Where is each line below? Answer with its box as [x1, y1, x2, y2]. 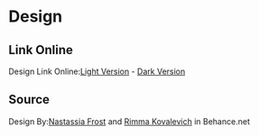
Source [8, 92, 51, 107]
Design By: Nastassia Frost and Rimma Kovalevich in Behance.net [8, 115, 250, 127]
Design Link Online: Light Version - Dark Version [8, 66, 186, 77]
